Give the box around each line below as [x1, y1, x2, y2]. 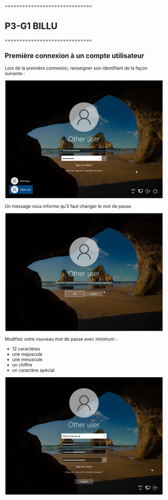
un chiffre [12, 362, 32, 368]
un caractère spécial [12, 367, 55, 373]
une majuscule [12, 351, 43, 357]
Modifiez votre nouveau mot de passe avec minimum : [5, 336, 117, 342]
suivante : [5, 70, 25, 76]
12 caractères [12, 345, 41, 351]
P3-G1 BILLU [5, 21, 58, 32]
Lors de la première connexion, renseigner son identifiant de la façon [5, 65, 148, 71]
